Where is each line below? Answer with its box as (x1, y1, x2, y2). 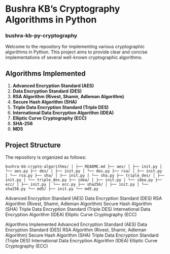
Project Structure (5, 140, 61, 149)
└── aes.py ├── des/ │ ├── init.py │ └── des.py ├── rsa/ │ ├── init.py (5, 168, 162, 174)
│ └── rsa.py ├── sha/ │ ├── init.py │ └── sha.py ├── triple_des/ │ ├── (5, 173, 165, 178)
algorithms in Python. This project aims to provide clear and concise (5, 49, 148, 55)
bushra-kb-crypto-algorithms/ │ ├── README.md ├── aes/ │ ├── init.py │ (5, 164, 162, 170)
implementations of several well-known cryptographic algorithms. (5, 54, 143, 61)
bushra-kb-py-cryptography (5, 32, 78, 39)
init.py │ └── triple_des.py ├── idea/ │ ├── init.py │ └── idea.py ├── (5, 178, 162, 183)
